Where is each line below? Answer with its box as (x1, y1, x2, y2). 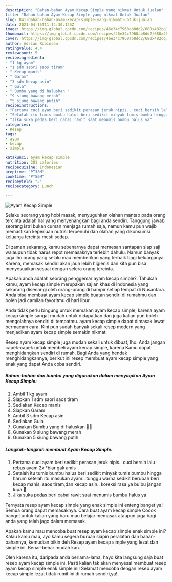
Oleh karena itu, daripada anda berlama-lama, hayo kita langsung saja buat (5, 554, 164, 560)
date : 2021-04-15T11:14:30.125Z (5, 22, 74, 27)
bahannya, (5, 539, 28, 545)
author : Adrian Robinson (5, 41, 58, 46)
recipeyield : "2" (5, 179, 42, 184)
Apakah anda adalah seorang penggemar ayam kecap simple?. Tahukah (5, 275, 157, 282)
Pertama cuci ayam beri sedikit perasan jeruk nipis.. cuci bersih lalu (12, 459, 155, 466)
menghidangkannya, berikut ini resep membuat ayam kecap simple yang (5, 355, 159, 362)
